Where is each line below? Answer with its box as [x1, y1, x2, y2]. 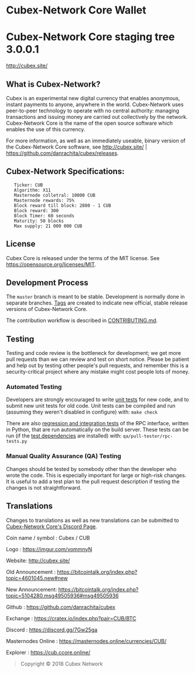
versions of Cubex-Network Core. [6, 306, 88, 313]
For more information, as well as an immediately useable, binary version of [6, 137, 186, 144]
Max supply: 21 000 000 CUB [13, 223, 83, 229]
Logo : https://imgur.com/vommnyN [6, 545, 93, 552]
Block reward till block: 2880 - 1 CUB [13, 203, 111, 209]
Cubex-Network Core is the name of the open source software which [6, 119, 173, 127]
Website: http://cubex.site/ [6, 557, 70, 564]
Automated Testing [6, 383, 62, 391]
